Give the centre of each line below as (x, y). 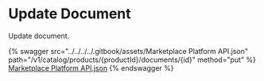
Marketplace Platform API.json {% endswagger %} (91, 67)
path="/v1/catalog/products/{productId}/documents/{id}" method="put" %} (132, 60)
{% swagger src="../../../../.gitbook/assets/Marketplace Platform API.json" (128, 51)
